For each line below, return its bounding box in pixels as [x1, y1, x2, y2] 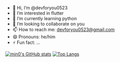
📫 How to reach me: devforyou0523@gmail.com [12, 27, 115, 32]
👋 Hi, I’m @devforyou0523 [12, 5, 68, 11]
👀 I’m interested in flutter [12, 10, 64, 16]
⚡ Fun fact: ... [12, 39, 40, 45]
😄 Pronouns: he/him [12, 34, 55, 40]
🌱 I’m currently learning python [12, 16, 77, 21]
